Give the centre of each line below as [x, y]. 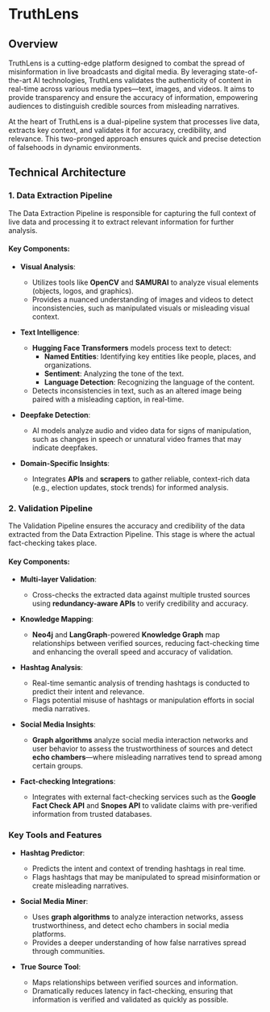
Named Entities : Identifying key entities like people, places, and [150, 356]
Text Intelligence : [50, 332]
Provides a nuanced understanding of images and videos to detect [143, 299]
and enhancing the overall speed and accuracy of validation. [133, 652]
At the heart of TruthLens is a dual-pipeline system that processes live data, [134, 121]
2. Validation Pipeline [50, 508]
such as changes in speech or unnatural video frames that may [137, 439]
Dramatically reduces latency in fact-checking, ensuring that [133, 991]
